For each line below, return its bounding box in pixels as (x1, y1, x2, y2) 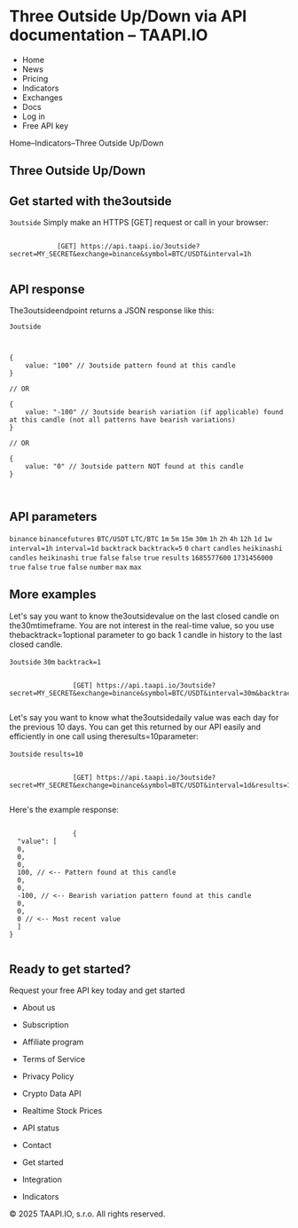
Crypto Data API (21, 1089, 82, 1099)
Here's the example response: (9, 804, 120, 815)
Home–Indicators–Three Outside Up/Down (9, 138, 164, 148)
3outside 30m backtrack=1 (9, 657, 102, 666)
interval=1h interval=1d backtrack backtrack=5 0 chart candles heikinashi (9, 544, 283, 553)
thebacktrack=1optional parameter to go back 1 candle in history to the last (9, 629, 282, 640)
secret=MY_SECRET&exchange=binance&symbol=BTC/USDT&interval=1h (9, 250, 252, 259)
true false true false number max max (9, 563, 142, 571)
